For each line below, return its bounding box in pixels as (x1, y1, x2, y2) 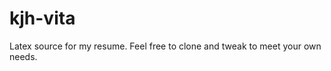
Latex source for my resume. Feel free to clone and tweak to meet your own (9, 40, 322, 52)
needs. (9, 50, 38, 62)
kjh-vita (9, 7, 76, 30)
